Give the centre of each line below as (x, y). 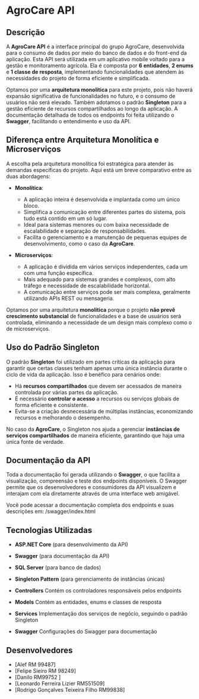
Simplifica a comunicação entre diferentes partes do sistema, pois (105, 212)
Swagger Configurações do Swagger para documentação (86, 632)
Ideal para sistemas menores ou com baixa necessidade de (96, 224)
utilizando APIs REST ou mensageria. (69, 298)
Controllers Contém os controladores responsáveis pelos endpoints (98, 591)
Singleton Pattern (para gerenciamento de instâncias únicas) (90, 579)
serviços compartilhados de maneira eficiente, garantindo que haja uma (96, 435)
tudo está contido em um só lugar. (66, 218)
